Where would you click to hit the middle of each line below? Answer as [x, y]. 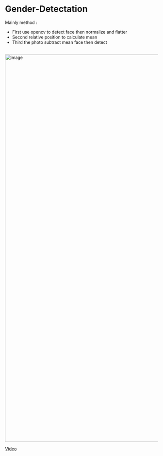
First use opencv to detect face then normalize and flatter [70, 32]
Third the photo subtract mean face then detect [60, 42]
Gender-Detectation [47, 9]
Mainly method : [21, 22]
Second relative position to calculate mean [55, 37]
